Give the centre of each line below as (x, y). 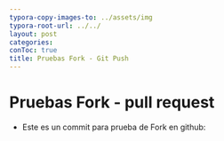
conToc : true (33, 51)
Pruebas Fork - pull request (112, 102)
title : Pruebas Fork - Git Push (69, 59)
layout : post (33, 34)
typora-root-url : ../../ (55, 26)
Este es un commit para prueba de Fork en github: (114, 127)
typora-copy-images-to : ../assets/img (81, 17)
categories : (31, 42)
